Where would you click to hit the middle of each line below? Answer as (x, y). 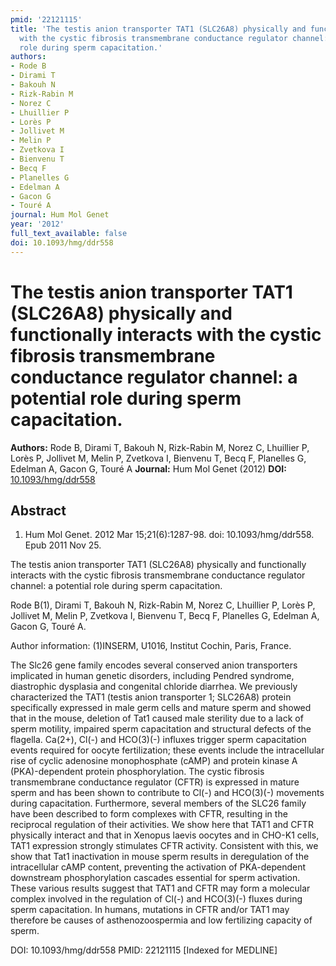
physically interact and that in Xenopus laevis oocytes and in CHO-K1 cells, (165, 835)
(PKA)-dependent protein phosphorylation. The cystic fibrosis (137, 772)
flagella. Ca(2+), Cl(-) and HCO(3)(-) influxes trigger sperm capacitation (158, 740)
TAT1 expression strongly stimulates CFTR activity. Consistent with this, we (164, 846)
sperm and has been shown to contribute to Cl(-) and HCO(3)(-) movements (167, 793)
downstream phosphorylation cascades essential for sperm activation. (155, 878)
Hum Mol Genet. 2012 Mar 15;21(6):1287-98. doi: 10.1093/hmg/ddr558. (169, 535)
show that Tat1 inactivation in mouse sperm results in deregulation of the (160, 857)
